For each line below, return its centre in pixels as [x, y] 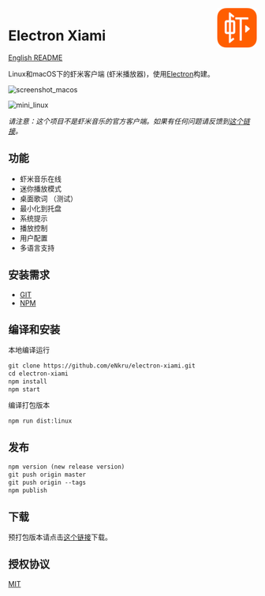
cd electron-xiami [38, 374]
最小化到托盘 [40, 208]
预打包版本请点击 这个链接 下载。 [60, 537]
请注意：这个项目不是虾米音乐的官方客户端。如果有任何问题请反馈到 [119, 121]
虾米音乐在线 [40, 179]
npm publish [28, 491]
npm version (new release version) [67, 467]
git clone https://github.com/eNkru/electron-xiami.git [102, 366]
